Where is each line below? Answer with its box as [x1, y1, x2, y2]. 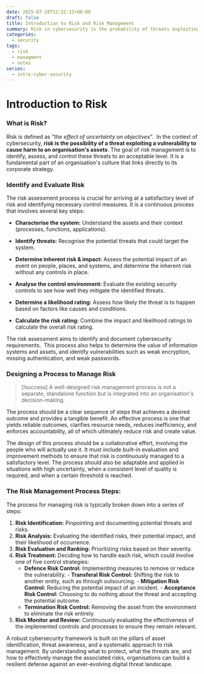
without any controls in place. [15, 269, 89, 276]
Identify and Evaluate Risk [6, 180, 85, 189]
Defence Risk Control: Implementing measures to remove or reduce [24, 564, 195, 572]
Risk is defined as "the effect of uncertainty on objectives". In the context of [6, 133, 198, 140]
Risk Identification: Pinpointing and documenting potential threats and [15, 519, 192, 527]
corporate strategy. [6, 165, 55, 172]
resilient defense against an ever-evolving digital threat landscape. [6, 660, 173, 667]
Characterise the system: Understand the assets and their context [15, 219, 183, 226]
